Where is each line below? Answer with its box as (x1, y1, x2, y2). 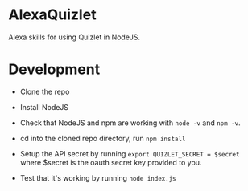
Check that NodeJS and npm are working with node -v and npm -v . (19, 118, 241, 128)
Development (8, 60, 101, 79)
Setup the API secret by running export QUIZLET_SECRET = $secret (19, 148, 240, 158)
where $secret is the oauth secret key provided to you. (19, 157, 202, 167)
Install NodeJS (19, 102, 69, 112)
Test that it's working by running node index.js (19, 173, 176, 182)
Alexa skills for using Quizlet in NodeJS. (8, 32, 141, 42)
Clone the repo (19, 87, 70, 96)
